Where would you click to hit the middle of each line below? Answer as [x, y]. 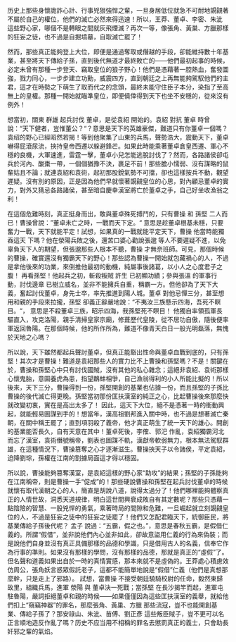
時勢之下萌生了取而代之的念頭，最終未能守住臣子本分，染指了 [127, 87]
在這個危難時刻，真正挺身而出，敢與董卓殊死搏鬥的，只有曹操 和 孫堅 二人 [114, 214]
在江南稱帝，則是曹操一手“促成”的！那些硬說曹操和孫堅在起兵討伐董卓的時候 [118, 482]
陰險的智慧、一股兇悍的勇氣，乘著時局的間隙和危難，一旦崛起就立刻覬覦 [118, 508]
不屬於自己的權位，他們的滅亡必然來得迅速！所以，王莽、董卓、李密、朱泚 [115, 19]
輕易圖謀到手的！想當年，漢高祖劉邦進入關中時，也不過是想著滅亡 [127, 414]
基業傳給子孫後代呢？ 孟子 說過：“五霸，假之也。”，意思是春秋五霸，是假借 [115, 526]
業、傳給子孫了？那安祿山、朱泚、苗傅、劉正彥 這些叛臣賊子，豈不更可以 [113, 614]
